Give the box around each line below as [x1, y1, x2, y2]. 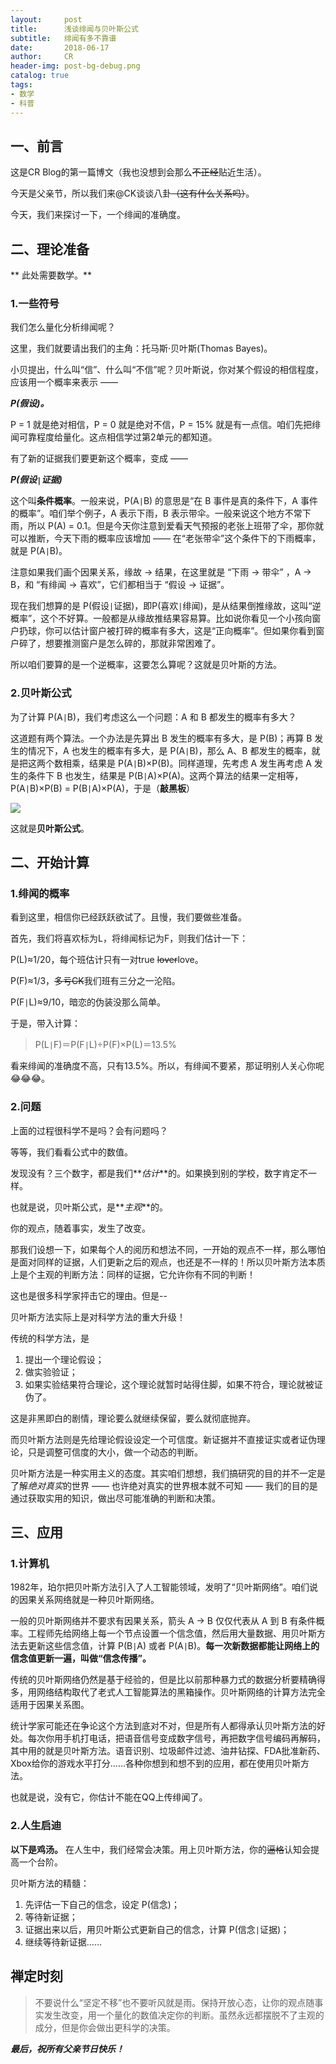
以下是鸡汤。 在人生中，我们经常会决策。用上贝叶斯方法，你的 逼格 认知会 [10, 1843, 311, 1855]
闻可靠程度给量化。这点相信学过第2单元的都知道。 [10, 431, 218, 443]
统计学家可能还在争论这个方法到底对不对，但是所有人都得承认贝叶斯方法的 [10, 1720, 317, 1732]
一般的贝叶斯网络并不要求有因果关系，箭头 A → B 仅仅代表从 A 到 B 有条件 [10, 1615, 317, 1627]
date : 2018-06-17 [10, 42, 110, 53]
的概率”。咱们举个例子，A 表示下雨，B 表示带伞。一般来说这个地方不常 [10, 507, 303, 520]
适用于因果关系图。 [10, 1699, 90, 1711]
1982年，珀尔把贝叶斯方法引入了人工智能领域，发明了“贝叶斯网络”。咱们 [10, 1581, 310, 1593]
